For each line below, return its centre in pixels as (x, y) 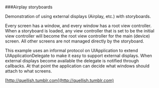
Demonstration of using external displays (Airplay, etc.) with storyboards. (78, 16)
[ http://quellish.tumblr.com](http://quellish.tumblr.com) (59, 80)
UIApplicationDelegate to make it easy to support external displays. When (79, 56)
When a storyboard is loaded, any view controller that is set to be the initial (80, 31)
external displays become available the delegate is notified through (72, 61)
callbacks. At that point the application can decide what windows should (77, 66)
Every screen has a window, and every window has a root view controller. (78, 26)
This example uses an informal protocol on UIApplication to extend (72, 51)
